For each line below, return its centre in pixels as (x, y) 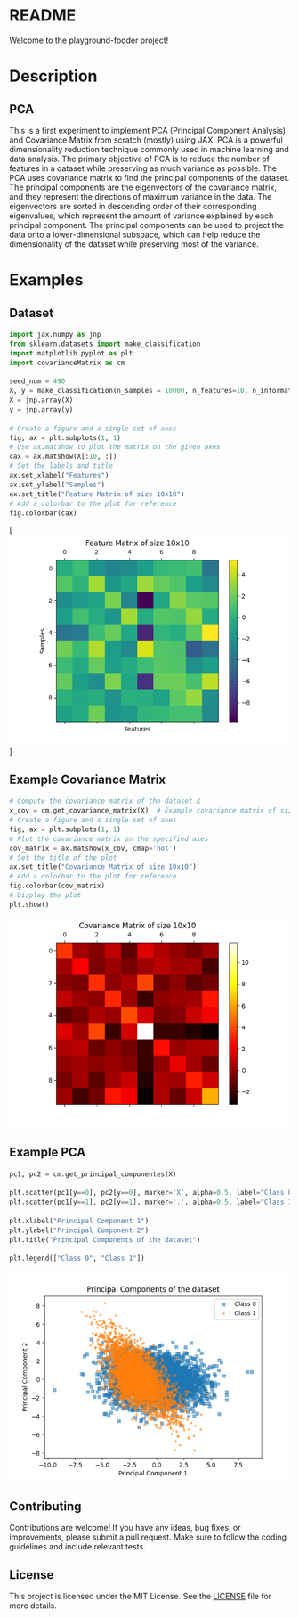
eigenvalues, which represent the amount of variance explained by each (141, 216)
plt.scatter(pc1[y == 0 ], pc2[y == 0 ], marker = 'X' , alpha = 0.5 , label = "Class (147, 1193)
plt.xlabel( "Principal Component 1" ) (79, 1221)
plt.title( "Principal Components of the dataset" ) (105, 1239)
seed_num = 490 (37, 381)
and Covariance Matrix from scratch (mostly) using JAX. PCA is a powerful (146, 140)
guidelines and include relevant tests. (77, 1547)
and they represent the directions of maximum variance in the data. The (141, 196)
